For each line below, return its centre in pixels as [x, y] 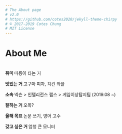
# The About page [23, 10]
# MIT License [20, 29]
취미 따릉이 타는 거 [23, 73]
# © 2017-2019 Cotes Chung [33, 24]
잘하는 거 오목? [19, 105]
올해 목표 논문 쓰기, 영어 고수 [33, 116]
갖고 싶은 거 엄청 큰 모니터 [30, 126]
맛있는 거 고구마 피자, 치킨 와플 [35, 84]
